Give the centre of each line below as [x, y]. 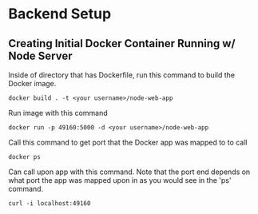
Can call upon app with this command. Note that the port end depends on [129, 172]
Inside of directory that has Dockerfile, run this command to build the [122, 75]
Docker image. [32, 83]
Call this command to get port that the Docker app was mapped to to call [128, 142]
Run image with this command [58, 113]
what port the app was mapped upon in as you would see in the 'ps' [120, 180]
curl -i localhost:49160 [50, 204]
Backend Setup [60, 14]
